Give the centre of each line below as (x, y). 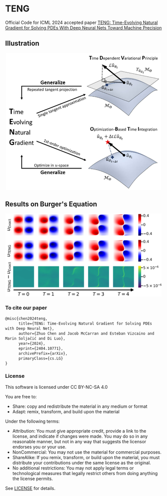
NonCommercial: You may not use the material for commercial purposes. (87, 452)
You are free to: (21, 396)
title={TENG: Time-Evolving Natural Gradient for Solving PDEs (85, 324)
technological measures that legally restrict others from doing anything (85, 473)
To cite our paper (26, 308)
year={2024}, (32, 344)
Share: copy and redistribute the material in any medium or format (80, 406)
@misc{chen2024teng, (27, 319)
